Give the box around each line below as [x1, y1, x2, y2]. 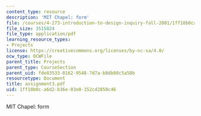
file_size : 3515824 [6, 25, 55, 32]
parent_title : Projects [6, 59, 66, 65]
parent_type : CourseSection [6, 64, 77, 71]
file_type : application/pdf [6, 31, 77, 37]
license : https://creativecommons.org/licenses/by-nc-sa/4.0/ [6, 48, 165, 54]
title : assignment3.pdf [6, 81, 66, 87]
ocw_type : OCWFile [6, 53, 52, 59]
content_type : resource [6, 8, 66, 15]
